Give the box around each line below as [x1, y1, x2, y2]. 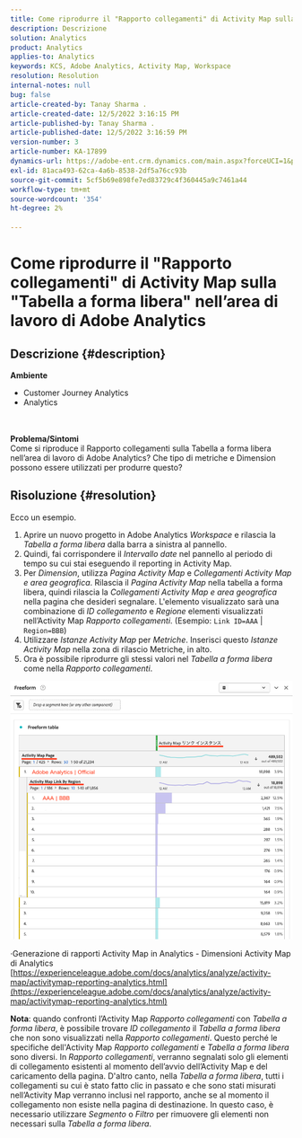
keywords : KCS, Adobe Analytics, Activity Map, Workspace [10, 62, 231, 71]
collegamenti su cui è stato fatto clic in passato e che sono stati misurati [10, 1081, 276, 1091]
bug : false [10, 90, 51, 99]
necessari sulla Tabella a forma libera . [10, 1118, 151, 1129]
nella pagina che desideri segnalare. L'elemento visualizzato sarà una [22, 595, 280, 606]
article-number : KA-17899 [10, 147, 107, 156]
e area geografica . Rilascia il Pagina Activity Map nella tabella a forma [22, 577, 283, 587]
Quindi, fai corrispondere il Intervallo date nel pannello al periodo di [22, 548, 272, 559]
